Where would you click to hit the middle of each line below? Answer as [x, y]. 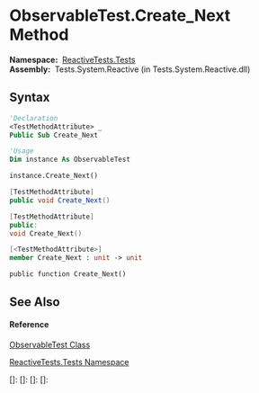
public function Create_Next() [68, 274]
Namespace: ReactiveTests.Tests [72, 59]
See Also [35, 302]
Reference [29, 325]
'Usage [22, 151]
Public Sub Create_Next [54, 135]
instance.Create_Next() [54, 176]
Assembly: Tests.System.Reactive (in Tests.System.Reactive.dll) [130, 69]
